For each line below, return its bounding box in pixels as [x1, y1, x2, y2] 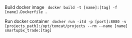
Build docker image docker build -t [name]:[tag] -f [4, 4, 117, 10]
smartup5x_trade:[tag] [4, 28, 52, 33]
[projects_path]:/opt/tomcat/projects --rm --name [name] [4, 23, 128, 28]
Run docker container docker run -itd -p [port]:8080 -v [4, 18, 126, 24]
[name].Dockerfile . [4, 9, 48, 14]
